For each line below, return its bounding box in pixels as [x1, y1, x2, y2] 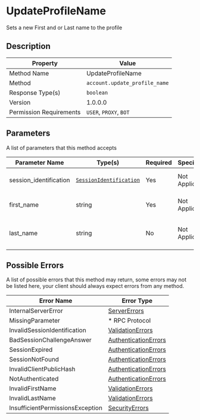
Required [145, 158, 173, 167]
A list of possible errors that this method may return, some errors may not [6, 276, 186, 283]
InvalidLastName [9, 394, 57, 403]
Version [9, 98, 31, 106]
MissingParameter [9, 317, 61, 325]
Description [6, 41, 51, 51]
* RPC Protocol [108, 317, 151, 325]
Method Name [9, 69, 49, 77]
